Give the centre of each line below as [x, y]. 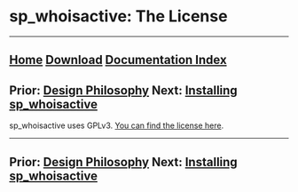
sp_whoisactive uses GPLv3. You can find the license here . [117, 125]
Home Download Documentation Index [118, 60]
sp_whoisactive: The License [118, 16]
